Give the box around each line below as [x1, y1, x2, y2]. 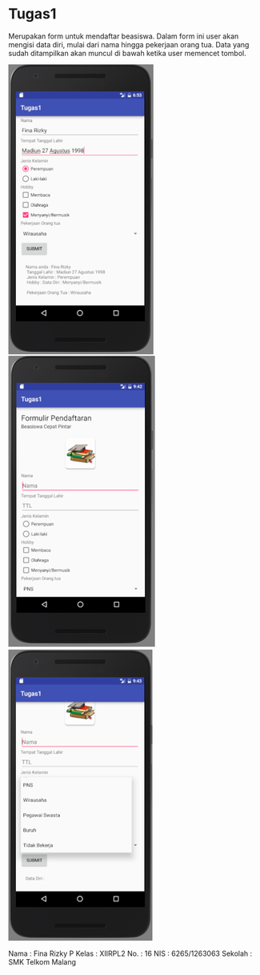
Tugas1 [8, 5, 57, 23]
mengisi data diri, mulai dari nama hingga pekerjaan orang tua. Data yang [8, 39, 250, 49]
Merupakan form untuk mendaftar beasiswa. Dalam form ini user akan [8, 31, 239, 41]
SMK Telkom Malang [8, 957, 77, 966]
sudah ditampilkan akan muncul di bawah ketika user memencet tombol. [8, 48, 246, 58]
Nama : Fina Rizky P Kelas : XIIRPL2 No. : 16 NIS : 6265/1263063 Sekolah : [8, 949, 253, 958]
